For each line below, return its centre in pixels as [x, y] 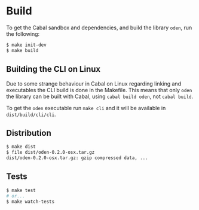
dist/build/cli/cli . [31, 114]
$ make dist [21, 147]
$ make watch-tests [30, 202]
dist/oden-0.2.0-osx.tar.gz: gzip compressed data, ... [77, 158]
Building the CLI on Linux [53, 69]
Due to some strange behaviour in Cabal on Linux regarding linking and [94, 83]
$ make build [22, 50]
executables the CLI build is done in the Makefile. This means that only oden [99, 90]
